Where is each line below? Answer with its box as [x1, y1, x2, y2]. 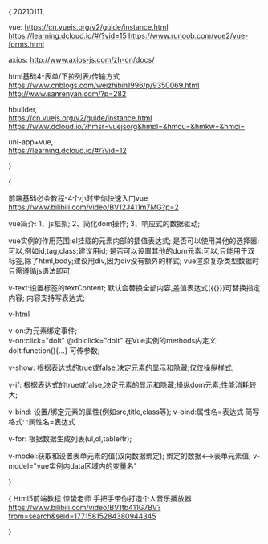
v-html [8, 309, 30, 319]
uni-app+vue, [8, 137, 54, 147]
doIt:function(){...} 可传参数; [8, 346, 100, 355]
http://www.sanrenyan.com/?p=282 [8, 89, 127, 99]
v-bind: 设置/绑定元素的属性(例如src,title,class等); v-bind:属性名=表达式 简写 [8, 407, 260, 416]
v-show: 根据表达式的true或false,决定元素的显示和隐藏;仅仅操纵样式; [8, 363, 234, 372]
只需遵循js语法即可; [8, 266, 73, 275]
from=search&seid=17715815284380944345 [8, 511, 156, 521]
